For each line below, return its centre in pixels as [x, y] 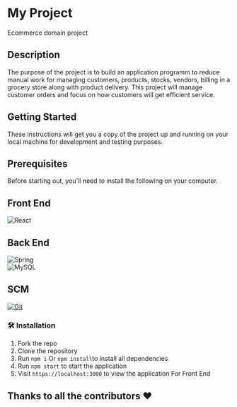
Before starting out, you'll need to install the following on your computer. [112, 181]
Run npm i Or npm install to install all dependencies [93, 359]
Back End [28, 242]
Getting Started [42, 117]
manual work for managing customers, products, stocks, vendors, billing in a [119, 79]
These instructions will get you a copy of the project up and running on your [118, 134]
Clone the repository [47, 351]
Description [34, 55]
